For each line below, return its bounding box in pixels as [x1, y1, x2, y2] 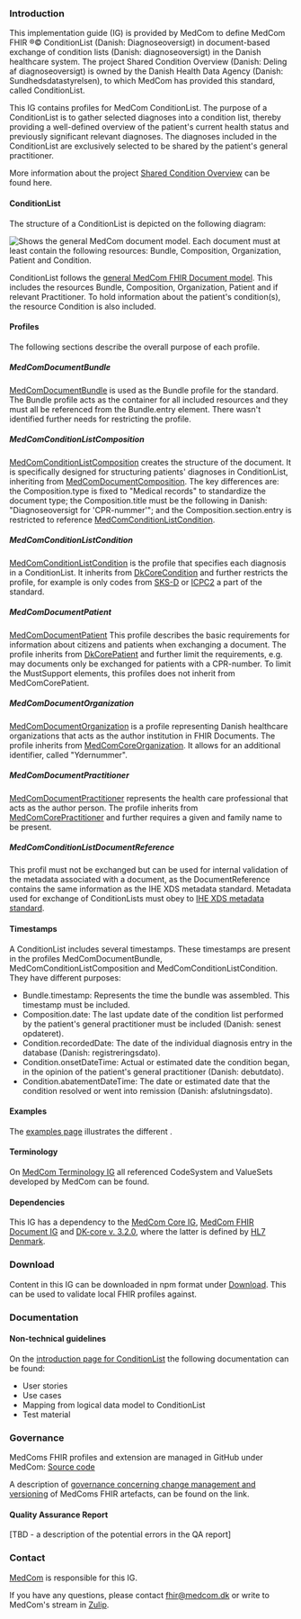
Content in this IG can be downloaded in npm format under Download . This [9, 1279, 287, 1289]
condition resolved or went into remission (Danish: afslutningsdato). [22, 1085, 273, 1096]
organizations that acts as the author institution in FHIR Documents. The [9, 730, 276, 741]
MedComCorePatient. [9, 677, 90, 688]
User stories [22, 1380, 68, 1391]
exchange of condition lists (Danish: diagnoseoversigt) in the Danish [9, 47, 261, 58]
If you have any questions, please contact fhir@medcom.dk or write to [9, 1589, 270, 1600]
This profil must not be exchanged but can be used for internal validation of [9, 864, 289, 875]
